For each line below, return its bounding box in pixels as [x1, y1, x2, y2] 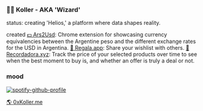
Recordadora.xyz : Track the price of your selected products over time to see [6, 51, 198, 58]
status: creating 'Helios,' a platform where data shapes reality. [6, 19, 161, 27]
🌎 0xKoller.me [6, 98, 43, 106]
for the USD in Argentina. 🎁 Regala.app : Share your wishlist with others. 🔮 [6, 44, 190, 52]
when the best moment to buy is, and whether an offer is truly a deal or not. [6, 57, 195, 64]
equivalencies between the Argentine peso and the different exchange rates [6, 38, 196, 45]
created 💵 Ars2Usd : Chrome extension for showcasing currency [6, 31, 168, 38]
